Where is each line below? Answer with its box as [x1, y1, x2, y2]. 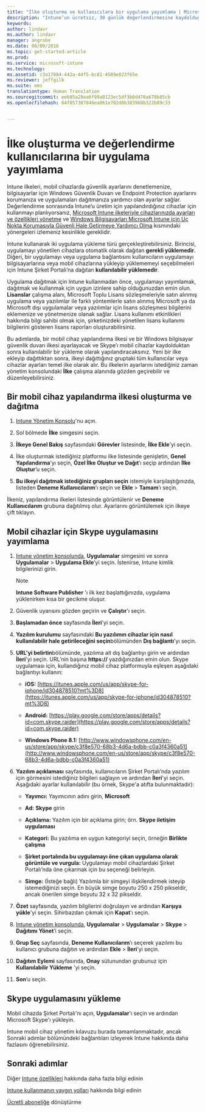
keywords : [7, 20, 32, 26]
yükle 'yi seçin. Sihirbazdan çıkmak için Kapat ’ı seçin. [15, 909, 150, 916]
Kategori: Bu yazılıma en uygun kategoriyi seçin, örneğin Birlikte [24, 834, 187, 842]
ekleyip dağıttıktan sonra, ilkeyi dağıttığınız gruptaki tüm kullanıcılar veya [7, 355, 188, 362]
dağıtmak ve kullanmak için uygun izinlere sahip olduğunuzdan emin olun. [7, 284, 192, 292]
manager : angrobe [7, 37, 51, 43]
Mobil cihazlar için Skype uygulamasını [7, 526, 159, 537]
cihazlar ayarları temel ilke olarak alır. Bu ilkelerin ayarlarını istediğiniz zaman [7, 361, 198, 368]
